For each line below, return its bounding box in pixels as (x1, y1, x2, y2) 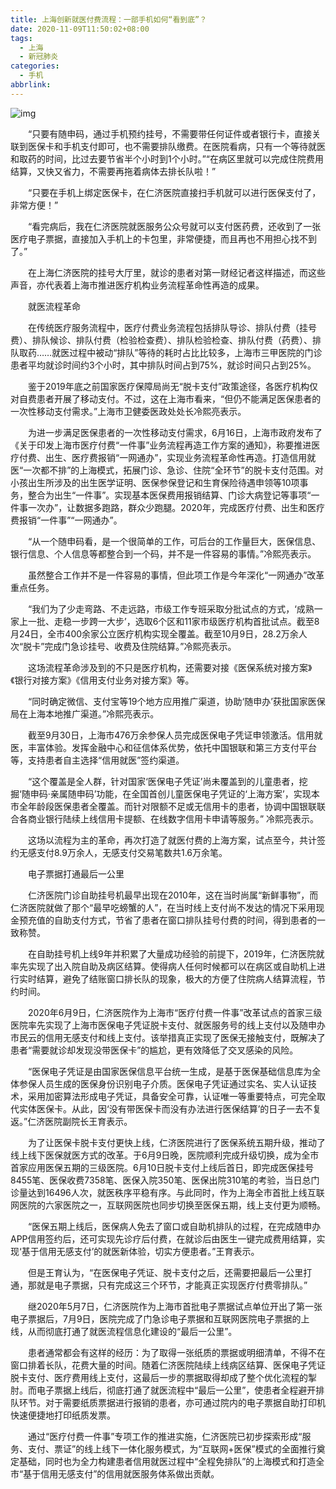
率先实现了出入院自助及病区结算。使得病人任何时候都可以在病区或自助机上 (10, 960, 317, 972)
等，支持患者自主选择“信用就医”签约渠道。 (10, 754, 185, 766)
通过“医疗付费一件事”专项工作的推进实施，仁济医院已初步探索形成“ (27, 1430, 303, 1442)
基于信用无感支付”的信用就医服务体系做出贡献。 (23, 1467, 220, 1480)
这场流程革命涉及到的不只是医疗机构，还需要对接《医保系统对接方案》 (27, 661, 313, 673)
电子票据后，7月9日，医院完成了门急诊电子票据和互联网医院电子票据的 (10, 1312, 302, 1325)
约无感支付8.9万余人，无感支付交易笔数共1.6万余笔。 (10, 846, 228, 858)
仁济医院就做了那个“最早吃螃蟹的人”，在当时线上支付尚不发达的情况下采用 (10, 901, 317, 913)
